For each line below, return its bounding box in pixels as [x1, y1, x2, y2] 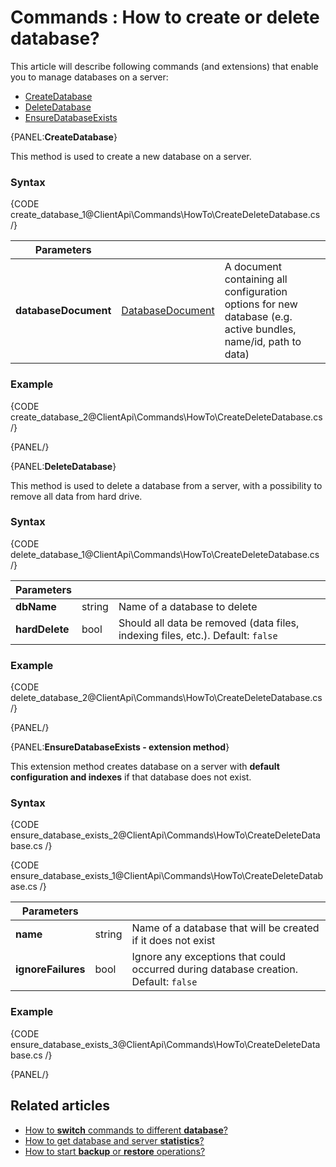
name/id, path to [224, 335, 302, 349]
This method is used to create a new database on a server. [10, 150, 252, 162]
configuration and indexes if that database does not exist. [10, 771, 252, 783]
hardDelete [15, 622, 70, 636]
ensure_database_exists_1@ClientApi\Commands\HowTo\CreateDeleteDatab [10, 870, 324, 882]
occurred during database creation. [131, 962, 299, 976]
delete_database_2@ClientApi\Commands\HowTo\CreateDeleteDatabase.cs [10, 692, 323, 704]
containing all [224, 272, 288, 286]
